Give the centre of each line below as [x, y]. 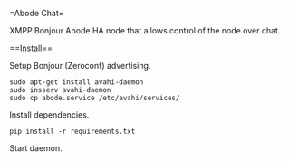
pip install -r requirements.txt [72, 131]
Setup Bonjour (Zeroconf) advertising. [80, 66]
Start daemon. [36, 148]
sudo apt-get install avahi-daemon [77, 82]
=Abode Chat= [37, 13]
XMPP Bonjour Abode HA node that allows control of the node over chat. [145, 30]
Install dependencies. [49, 115]
